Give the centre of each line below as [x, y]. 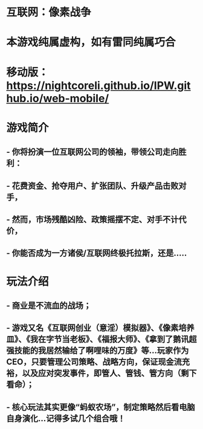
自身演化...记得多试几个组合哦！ [66, 418]
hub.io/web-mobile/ [58, 98]
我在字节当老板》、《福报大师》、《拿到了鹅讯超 [113, 339]
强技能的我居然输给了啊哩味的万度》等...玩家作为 [98, 351]
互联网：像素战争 [49, 12]
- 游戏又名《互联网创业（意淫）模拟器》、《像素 [92, 328]
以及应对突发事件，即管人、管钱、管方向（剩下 [109, 373]
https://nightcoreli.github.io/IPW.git [99, 85]
